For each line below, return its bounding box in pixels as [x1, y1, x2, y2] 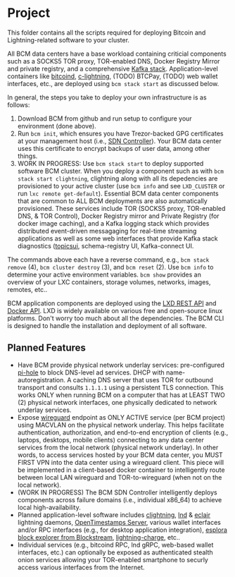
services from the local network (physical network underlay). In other [17, 443, 219, 451]
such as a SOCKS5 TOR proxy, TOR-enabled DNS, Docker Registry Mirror [7, 56, 220, 65]
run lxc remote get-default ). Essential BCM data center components [17, 189, 220, 198]
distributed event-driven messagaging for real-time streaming [17, 226, 197, 235]
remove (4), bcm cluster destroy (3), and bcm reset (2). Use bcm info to [7, 262, 214, 271]
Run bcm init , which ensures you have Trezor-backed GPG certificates [17, 129, 224, 138]
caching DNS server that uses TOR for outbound [72, 375, 213, 384]
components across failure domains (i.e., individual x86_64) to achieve [17, 495, 222, 504]
